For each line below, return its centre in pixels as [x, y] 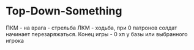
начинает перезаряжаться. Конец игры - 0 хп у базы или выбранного [97, 34]
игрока [15, 40]
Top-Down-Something [64, 11]
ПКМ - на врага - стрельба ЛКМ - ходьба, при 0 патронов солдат [91, 28]
